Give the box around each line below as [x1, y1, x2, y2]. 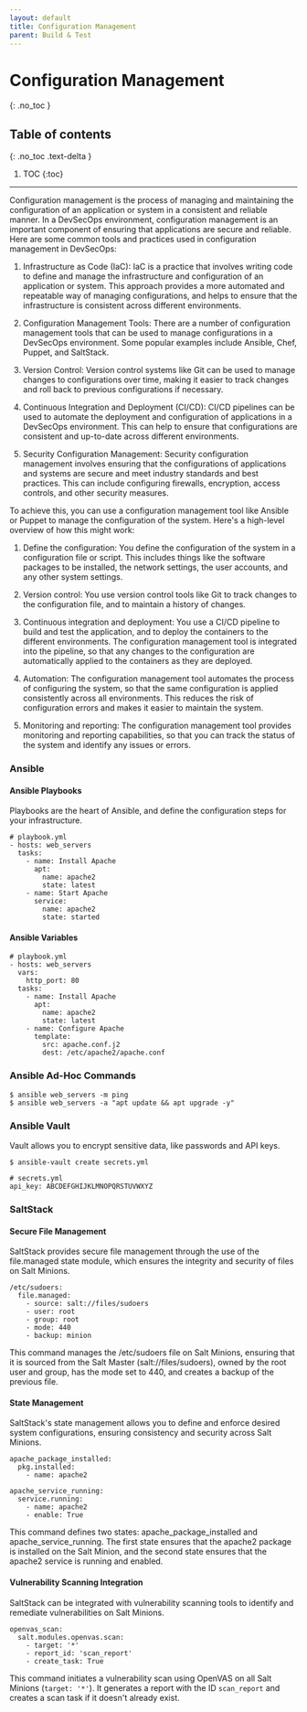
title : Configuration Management [9, 22, 137, 31]
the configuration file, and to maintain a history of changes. [22, 599, 247, 610]
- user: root [26, 1307, 76, 1317]
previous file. [9, 1376, 58, 1387]
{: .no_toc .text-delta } [9, 151, 92, 162]
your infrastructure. [9, 815, 83, 826]
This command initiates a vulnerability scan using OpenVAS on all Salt [9, 1673, 272, 1684]
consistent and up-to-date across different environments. [22, 431, 239, 442]
